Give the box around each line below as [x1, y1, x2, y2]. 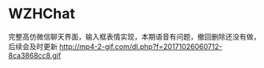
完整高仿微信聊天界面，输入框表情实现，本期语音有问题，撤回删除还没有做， [8, 32, 261, 41]
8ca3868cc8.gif [8, 51, 62, 60]
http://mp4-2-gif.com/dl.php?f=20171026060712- [58, 41, 222, 51]
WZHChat [8, 5, 76, 23]
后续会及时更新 [8, 41, 58, 51]
